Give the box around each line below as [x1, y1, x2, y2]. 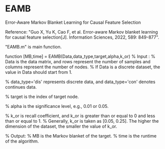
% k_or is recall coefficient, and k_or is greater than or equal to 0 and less [5, 112, 156, 119]
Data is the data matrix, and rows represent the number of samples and [5, 58, 151, 64]
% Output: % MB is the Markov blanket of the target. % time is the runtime [5, 133, 157, 139]
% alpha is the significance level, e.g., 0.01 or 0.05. [5, 103, 109, 109]
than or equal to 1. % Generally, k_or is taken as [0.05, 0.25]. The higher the [5, 118, 159, 124]
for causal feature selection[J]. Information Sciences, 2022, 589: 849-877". [5, 34, 160, 40]
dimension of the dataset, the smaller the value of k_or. [5, 123, 117, 129]
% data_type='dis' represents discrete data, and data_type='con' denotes [5, 79, 156, 85]
